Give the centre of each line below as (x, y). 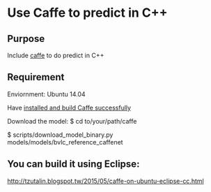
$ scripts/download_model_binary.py (60, 135)
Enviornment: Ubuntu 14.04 (46, 94)
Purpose (26, 39)
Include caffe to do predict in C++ (56, 55)
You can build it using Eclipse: (73, 164)
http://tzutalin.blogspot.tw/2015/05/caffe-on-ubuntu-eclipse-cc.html (105, 181)
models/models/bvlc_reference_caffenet (65, 142)
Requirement (36, 77)
